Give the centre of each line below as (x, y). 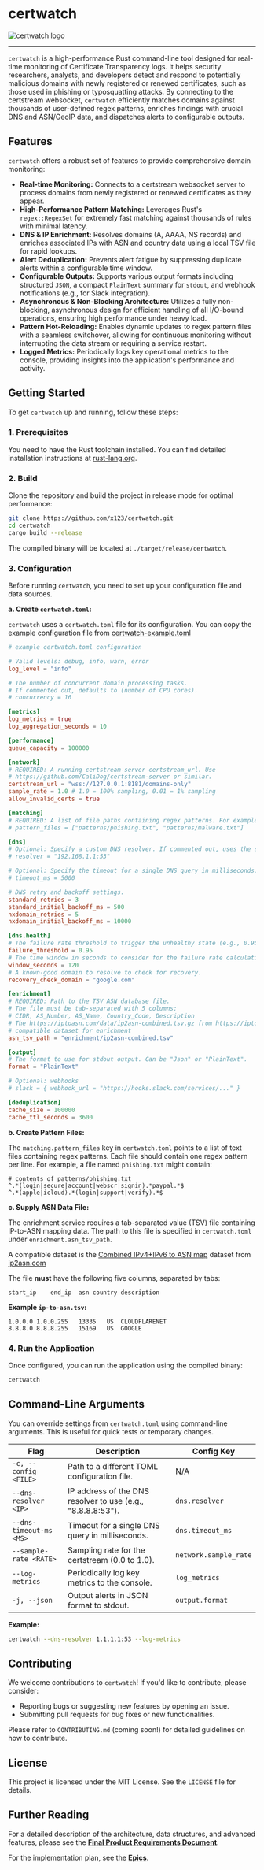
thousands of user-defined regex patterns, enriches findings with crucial (126, 108)
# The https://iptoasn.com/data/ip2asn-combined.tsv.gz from (110, 1023)
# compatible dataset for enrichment (70, 1030)
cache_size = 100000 (42, 1110)
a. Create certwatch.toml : (50, 609)
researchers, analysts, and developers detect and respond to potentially (125, 75)
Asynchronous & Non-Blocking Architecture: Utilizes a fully (118, 301)
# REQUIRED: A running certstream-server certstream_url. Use (112, 770)
